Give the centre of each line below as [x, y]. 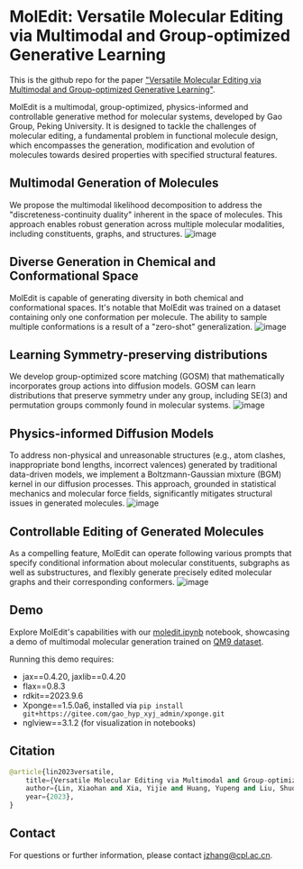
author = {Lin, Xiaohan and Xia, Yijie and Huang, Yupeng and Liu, [151, 789]
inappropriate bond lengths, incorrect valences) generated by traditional [143, 465]
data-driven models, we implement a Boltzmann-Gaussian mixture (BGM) [146, 474]
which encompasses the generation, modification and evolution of [132, 145]
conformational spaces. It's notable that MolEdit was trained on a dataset [145, 307]
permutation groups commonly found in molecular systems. [120, 405]
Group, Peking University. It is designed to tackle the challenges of [133, 126]
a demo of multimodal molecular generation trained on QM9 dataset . [137, 641]
